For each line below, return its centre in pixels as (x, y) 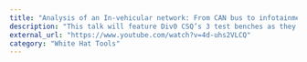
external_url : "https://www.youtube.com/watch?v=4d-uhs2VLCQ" (130, 35)
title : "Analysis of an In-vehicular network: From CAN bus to (132, 18)
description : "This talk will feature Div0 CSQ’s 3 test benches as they (153, 26)
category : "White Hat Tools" (65, 43)
